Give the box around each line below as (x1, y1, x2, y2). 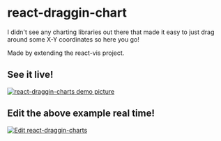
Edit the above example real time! (7, 108, 155, 119)
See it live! (7, 69, 54, 81)
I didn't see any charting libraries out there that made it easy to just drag (7, 28, 215, 36)
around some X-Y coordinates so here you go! (7, 35, 139, 43)
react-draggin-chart (7, 5, 128, 21)
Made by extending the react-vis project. (7, 49, 125, 57)
